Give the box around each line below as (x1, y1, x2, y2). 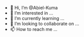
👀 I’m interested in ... (10, 10, 53, 16)
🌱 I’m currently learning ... (10, 15, 65, 21)
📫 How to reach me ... (10, 26, 58, 32)
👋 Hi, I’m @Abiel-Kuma (10, 5, 58, 10)
